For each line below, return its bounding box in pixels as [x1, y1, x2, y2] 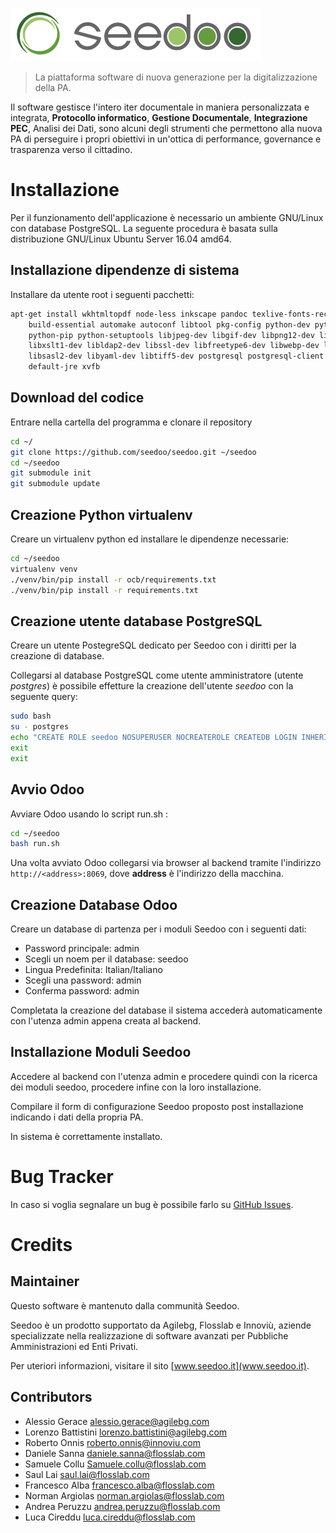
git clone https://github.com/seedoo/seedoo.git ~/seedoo [10, 447, 257, 457]
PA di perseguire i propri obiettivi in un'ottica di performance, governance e [10, 133, 322, 145]
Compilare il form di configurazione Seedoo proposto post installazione [10, 1100, 304, 1112]
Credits [10, 1234, 73, 1256]
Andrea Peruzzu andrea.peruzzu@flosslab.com [24, 1500, 221, 1512]
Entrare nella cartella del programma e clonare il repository [10, 416, 253, 428]
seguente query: [10, 691, 78, 703]
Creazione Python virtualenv [10, 506, 193, 523]
